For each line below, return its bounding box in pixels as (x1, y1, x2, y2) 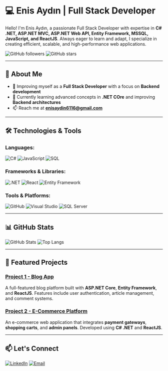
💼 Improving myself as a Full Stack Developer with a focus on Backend (12, 83, 160, 89)
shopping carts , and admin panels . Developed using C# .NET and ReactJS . (5, 324, 162, 330)
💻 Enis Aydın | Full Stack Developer (5, 5, 156, 17)
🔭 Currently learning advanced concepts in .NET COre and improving (12, 94, 155, 100)
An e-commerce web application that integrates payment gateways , (5, 319, 146, 325)
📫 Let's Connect (5, 344, 59, 353)
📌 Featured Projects (5, 258, 68, 267)
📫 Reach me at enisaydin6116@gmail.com (12, 105, 102, 111)
